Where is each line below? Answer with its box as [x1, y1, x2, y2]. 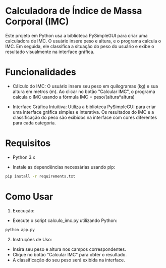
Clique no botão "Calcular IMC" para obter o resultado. [12, 251, 127, 257]
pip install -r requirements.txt [5, 173, 76, 179]
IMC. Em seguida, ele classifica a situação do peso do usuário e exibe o [5, 43, 154, 49]
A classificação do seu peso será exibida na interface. [12, 257, 125, 263]
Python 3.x [12, 154, 35, 160]
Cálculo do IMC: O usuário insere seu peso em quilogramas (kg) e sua [12, 83, 158, 89]
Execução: [12, 207, 35, 213]
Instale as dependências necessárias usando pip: [12, 164, 116, 170]
